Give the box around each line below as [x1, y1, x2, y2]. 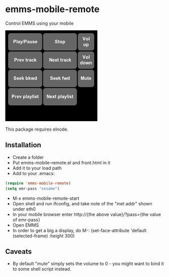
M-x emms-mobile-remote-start [12, 195, 80, 201]
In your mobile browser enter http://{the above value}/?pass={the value [12, 211, 161, 217]
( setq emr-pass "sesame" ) [5, 186, 60, 191]
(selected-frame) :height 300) [12, 233, 75, 239]
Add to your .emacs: [12, 170, 55, 176]
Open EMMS [12, 222, 39, 228]
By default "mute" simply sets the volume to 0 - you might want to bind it [12, 261, 164, 267]
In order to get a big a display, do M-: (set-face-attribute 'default [12, 227, 147, 233]
